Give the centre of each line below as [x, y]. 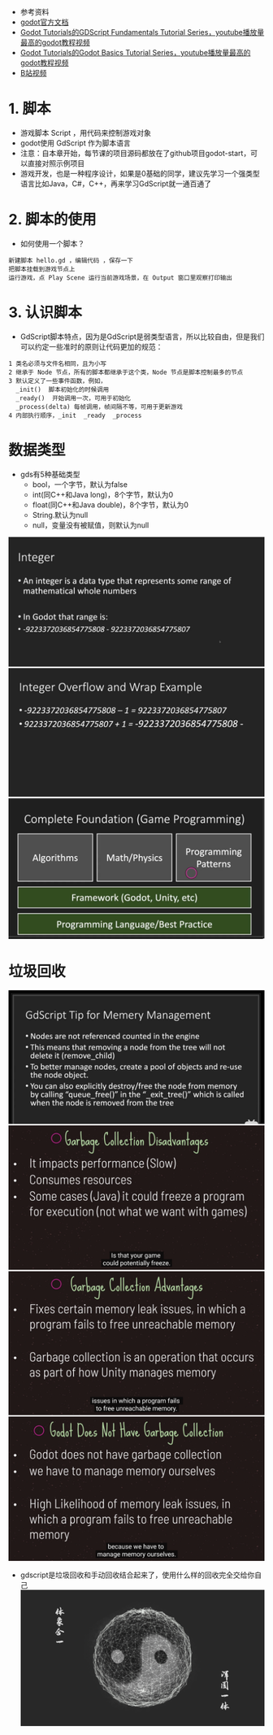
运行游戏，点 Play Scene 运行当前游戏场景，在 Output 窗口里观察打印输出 [121, 278]
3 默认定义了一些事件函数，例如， [58, 380]
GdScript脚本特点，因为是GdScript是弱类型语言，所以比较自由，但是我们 [142, 337]
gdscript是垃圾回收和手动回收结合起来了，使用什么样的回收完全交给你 [137, 1575]
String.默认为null [60, 515]
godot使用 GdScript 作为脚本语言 [76, 143]
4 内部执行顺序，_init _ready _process [75, 415]
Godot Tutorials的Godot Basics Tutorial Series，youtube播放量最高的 [135, 52]
